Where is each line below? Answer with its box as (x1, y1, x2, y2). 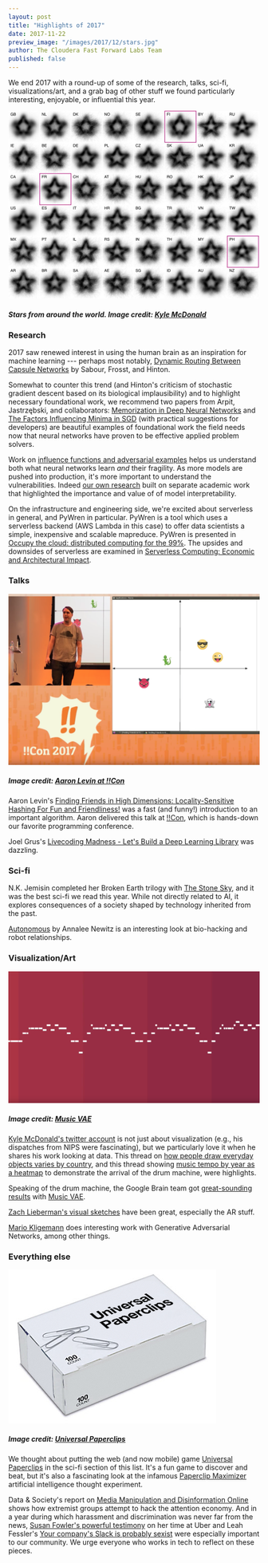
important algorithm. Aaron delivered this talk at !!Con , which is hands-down (8, 813, 259, 823)
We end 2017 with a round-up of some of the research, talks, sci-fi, (8, 78, 229, 87)
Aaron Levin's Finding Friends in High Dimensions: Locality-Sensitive (8, 796, 235, 806)
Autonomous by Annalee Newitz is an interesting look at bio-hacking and (8, 924, 248, 933)
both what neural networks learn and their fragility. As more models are (8, 464, 243, 473)
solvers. (8, 440, 34, 449)
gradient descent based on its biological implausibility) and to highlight (8, 389, 241, 398)
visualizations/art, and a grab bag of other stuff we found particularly (8, 86, 235, 96)
